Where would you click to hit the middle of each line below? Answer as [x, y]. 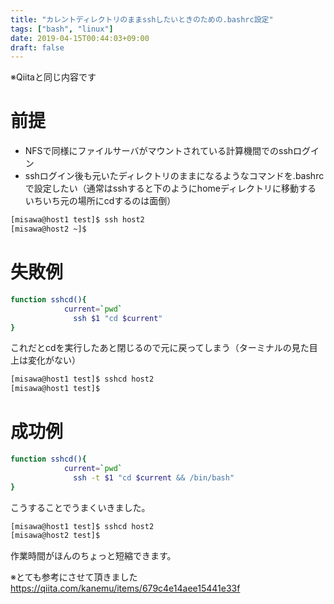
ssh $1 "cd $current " [118, 318]
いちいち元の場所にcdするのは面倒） [100, 201]
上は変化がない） [45, 360]
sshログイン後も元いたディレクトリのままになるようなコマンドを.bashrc [174, 176]
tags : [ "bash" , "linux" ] [62, 29]
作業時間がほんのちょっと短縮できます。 [93, 556]
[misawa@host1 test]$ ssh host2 [77, 220]
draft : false [37, 47]
